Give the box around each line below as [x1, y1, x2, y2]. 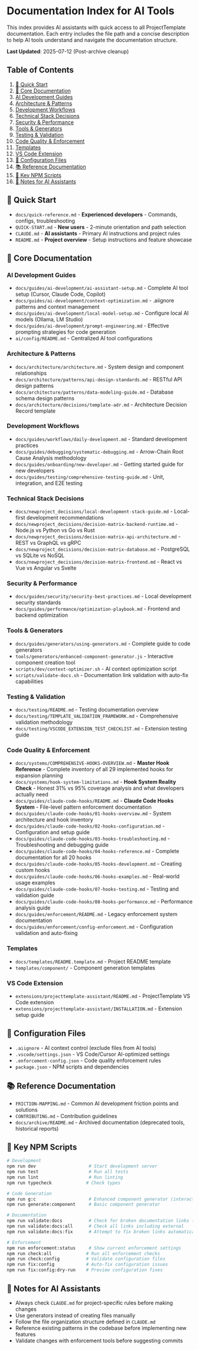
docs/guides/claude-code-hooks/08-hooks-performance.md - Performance [15, 898, 193, 905]
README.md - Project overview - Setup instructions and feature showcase [15, 236, 193, 243]
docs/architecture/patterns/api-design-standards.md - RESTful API [15, 375, 182, 383]
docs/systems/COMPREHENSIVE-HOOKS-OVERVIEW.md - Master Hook [15, 759, 170, 767]
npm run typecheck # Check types [6, 1180, 120, 1186]
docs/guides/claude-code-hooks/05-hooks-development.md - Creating [15, 860, 182, 867]
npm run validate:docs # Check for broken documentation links [6, 1218, 190, 1224]
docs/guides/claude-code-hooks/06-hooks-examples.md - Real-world [15, 873, 180, 880]
